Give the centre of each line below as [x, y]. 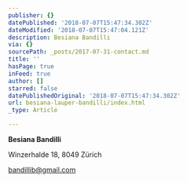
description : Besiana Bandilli [59, 37]
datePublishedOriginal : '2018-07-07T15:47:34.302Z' [94, 96]
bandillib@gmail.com [42, 170]
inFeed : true [29, 74]
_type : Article [33, 111]
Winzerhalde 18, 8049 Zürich [55, 155]
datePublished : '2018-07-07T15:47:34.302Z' [81, 23]
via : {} [21, 45]
